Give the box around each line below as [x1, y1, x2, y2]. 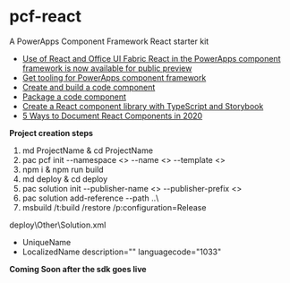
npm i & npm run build [21, 164, 105, 175]
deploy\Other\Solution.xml [9, 219, 107, 230]
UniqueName [21, 236, 72, 247]
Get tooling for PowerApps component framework [21, 72, 207, 82]
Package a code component [21, 91, 127, 102]
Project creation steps [9, 127, 94, 138]
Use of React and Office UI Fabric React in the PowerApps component [21, 53, 281, 64]
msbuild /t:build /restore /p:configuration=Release [21, 202, 207, 212]
